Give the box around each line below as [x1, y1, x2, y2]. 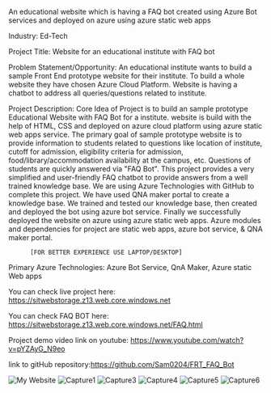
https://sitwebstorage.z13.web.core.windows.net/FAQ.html [8, 319, 204, 329]
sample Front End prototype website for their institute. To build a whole [8, 71, 245, 80]
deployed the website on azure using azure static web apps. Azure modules [8, 216, 261, 225]
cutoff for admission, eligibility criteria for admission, [8, 147, 184, 156]
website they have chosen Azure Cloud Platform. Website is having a [8, 80, 238, 89]
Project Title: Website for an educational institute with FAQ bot [8, 47, 215, 56]
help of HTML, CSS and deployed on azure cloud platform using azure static [8, 121, 263, 130]
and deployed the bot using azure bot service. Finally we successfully [8, 207, 241, 217]
